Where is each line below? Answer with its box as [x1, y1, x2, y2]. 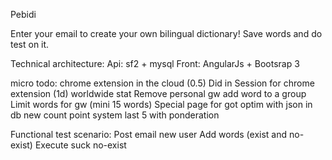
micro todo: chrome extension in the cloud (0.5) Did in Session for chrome [10, 77, 315, 89]
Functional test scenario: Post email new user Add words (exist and [10, 129, 288, 140]
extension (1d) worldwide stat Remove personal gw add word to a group [10, 88, 307, 99]
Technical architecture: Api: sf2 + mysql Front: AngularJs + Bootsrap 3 [10, 58, 300, 69]
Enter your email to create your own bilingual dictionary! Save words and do [10, 28, 323, 39]
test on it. [10, 39, 50, 50]
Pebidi [10, 9, 37, 20]
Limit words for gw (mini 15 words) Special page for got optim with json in [10, 99, 313, 110]
